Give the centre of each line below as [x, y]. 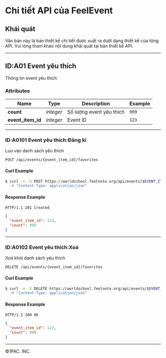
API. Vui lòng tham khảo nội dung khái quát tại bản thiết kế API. [69, 46]
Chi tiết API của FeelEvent [59, 11]
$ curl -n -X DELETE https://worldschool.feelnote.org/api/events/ [76, 289]
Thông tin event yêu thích [31, 78]
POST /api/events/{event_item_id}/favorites [52, 160]
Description [96, 104]
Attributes [18, 90]
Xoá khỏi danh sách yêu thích [35, 258]
